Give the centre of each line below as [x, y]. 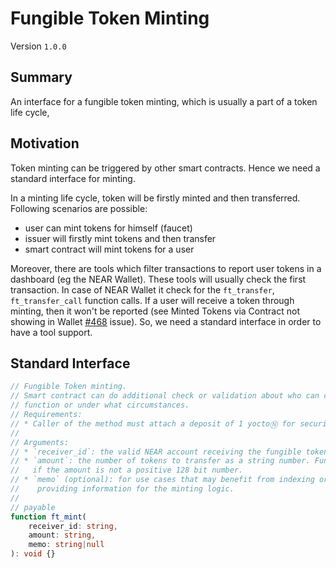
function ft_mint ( [48, 517]
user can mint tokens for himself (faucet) [108, 228]
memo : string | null [66, 545]
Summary [41, 77]
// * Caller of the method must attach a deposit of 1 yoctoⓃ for [153, 423]
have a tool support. [51, 332]
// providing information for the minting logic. [122, 489]
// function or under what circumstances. [100, 405]
